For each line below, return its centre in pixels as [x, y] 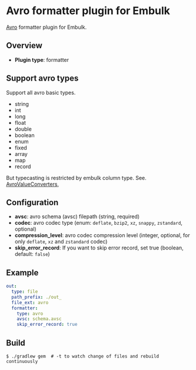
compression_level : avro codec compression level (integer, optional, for [102, 235]
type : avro [30, 314]
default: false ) [32, 254]
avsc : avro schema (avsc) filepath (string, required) [77, 216]
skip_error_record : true [47, 325]
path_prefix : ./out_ [36, 297]
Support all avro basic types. [41, 92]
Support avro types [42, 79]
